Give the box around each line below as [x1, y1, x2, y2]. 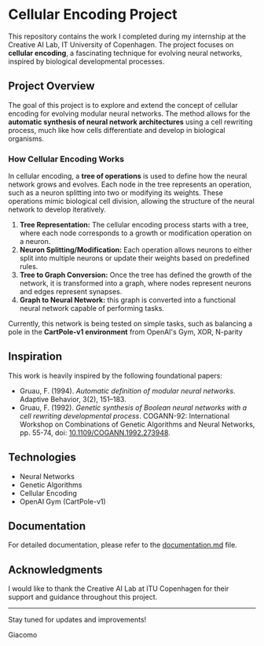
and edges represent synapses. [19, 287, 123, 297]
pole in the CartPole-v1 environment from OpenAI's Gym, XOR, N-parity [8, 327, 244, 337]
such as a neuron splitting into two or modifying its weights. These [8, 188, 224, 197]
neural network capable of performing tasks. [19, 304, 165, 313]
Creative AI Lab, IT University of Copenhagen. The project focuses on [8, 39, 234, 49]
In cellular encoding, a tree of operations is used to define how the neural [8, 172, 247, 181]
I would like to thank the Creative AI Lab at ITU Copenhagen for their [8, 584, 229, 593]
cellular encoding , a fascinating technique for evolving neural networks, [8, 48, 243, 57]
